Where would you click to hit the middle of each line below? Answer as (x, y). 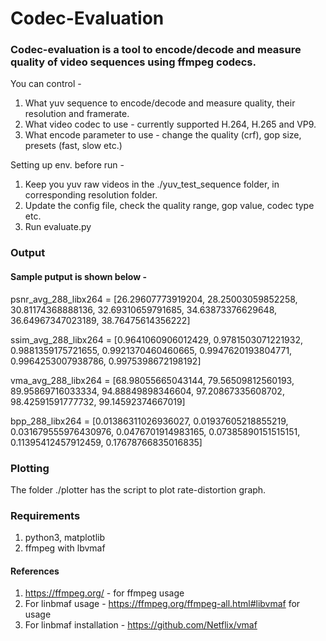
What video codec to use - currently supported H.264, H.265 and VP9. (170, 124)
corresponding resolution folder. (91, 195)
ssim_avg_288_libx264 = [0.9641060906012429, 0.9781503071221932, (156, 339)
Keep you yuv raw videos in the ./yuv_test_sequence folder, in (152, 184)
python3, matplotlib (64, 538)
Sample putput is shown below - (78, 276)
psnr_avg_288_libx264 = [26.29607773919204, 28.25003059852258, (154, 299)
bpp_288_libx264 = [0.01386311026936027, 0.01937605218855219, (149, 421)
